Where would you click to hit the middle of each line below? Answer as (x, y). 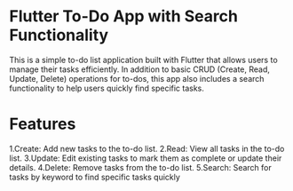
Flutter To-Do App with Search (123, 16)
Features (43, 124)
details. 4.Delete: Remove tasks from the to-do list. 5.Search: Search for (141, 167)
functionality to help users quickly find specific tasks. (107, 88)
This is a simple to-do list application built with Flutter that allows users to (143, 60)
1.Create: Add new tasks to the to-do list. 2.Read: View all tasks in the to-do (147, 148)
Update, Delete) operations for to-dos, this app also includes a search (137, 78)
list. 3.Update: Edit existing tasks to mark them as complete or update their (146, 158)
